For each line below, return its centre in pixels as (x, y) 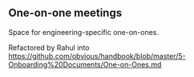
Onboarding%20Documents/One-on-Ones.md (85, 64)
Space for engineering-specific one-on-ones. (83, 32)
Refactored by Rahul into (49, 48)
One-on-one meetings (65, 13)
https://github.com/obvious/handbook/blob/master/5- (97, 56)
